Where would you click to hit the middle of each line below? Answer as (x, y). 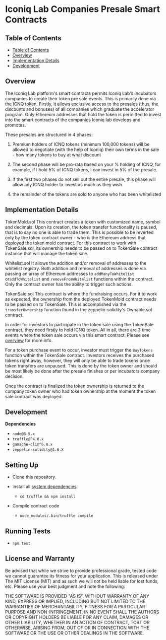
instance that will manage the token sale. (47, 253)
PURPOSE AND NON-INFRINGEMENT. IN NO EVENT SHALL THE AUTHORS (82, 612)
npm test (21, 544)
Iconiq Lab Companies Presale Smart (83, 9)
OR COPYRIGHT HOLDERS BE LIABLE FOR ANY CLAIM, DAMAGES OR (77, 617)
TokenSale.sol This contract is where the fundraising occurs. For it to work (81, 293)
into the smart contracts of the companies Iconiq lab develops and (73, 120)
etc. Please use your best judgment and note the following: (65, 586)
